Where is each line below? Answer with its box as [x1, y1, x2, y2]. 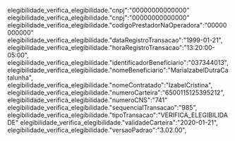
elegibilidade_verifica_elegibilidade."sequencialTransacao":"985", [7, 104, 198, 111]
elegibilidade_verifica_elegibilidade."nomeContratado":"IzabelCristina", [7, 81, 213, 89]
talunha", [7, 73, 33, 82]
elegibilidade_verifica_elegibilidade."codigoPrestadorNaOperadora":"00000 [7, 21, 227, 29]
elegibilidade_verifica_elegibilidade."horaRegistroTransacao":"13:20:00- [7, 44, 215, 51]
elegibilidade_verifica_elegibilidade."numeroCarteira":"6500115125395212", [7, 88, 225, 97]
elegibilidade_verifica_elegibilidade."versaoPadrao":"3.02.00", [7, 126, 187, 134]
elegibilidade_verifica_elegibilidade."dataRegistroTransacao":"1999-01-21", [7, 36, 223, 44]
